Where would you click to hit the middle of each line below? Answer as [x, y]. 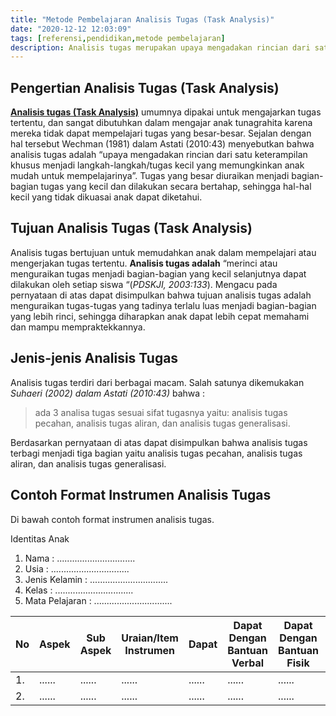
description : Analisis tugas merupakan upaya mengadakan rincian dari [160, 47]
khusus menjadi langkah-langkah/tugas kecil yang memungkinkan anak [157, 165]
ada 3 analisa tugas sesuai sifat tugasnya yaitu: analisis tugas [161, 412]
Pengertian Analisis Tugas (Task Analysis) [145, 87]
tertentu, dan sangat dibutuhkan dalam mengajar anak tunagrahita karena [161, 123]
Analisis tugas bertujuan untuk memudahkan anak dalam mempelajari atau [163, 252]
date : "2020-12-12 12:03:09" [71, 29]
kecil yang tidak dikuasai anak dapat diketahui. [106, 197]
